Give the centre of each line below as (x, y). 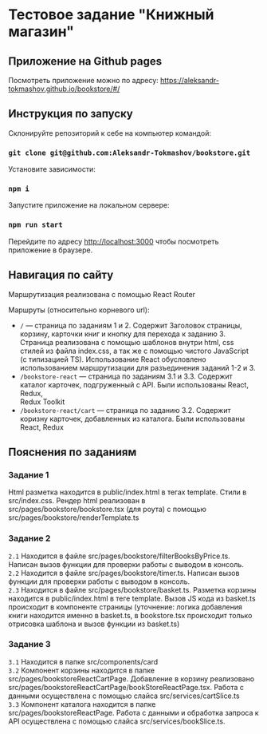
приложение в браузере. (51, 250)
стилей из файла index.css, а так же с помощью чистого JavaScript (134, 351)
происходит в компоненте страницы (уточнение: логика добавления (126, 607)
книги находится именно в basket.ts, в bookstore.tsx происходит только (130, 615)
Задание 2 (29, 538)
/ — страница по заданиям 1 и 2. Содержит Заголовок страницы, (131, 325)
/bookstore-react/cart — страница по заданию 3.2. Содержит (125, 410)
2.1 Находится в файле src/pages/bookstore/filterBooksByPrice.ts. (120, 556)
